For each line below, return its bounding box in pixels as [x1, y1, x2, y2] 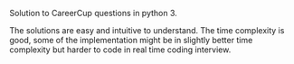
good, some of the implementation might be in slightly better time [9, 35, 253, 45]
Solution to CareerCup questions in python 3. [9, 8, 178, 18]
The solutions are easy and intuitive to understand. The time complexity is [9, 25, 285, 35]
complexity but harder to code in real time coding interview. [9, 44, 232, 55]
